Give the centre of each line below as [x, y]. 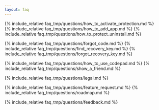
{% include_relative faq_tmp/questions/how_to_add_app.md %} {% [72, 29]
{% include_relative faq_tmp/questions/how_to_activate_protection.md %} [79, 23]
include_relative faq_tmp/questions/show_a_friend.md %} [63, 68]
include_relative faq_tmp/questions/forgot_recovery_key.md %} [69, 54]
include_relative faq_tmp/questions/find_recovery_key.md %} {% [70, 48]
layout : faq [17, 10]
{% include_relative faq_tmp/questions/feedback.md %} [61, 102]
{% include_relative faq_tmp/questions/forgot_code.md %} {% [67, 43]
